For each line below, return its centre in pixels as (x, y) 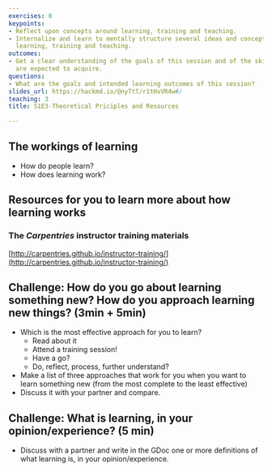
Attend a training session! (74, 350)
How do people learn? (57, 165)
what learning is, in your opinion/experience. (94, 459)
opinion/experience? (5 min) (82, 431)
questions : (27, 76)
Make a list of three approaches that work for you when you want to (133, 375)
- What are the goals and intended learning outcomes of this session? (132, 84)
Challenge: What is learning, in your (100, 418)
